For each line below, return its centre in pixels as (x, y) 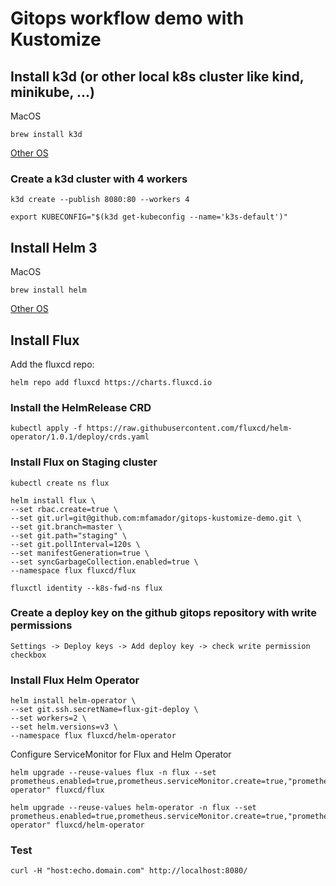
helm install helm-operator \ (73, 701)
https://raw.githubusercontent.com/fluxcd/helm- (189, 428)
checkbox (28, 655)
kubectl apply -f (46, 428)
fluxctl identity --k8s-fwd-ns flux (86, 588)
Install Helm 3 (54, 247)
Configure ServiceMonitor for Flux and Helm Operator (121, 754)
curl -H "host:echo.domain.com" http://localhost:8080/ (129, 871)
